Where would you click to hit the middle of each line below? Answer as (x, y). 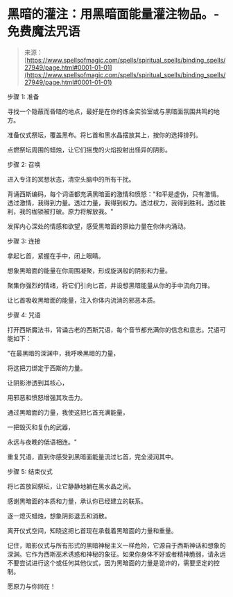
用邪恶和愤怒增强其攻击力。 (47, 397)
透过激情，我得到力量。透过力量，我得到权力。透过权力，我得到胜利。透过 (113, 202)
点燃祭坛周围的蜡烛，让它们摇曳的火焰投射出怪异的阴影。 (89, 150)
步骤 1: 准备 (23, 96)
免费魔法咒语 (44, 32)
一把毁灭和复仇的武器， (41, 427)
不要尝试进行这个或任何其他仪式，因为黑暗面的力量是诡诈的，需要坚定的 (110, 563)
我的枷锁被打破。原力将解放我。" (66, 211)
